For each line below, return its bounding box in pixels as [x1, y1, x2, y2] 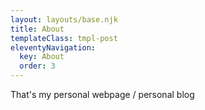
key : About [19, 52, 65, 62]
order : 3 [19, 61, 56, 71]
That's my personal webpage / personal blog [10, 89, 195, 100]
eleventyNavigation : [10, 42, 97, 53]
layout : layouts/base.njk [10, 14, 118, 25]
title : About [10, 24, 65, 34]
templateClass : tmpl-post [10, 33, 118, 43]
